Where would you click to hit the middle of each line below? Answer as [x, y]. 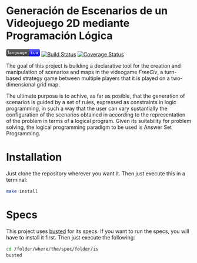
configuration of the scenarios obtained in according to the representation [96, 114]
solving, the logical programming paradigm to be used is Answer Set [89, 127]
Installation [34, 157]
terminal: [17, 179]
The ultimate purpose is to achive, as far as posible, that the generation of [96, 96]
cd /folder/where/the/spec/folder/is [52, 249]
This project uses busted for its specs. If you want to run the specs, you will [98, 231]
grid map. [48, 84]
